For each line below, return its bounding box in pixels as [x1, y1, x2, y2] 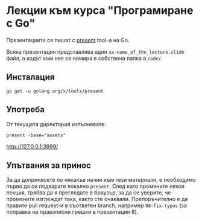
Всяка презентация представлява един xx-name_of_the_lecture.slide [6, 48, 185, 55]
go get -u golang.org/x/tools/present [6, 88, 104, 94]
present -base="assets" [6, 132, 66, 138]
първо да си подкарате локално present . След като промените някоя [6, 182, 185, 190]
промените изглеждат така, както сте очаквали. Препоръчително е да [6, 196, 188, 203]
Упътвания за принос [6, 160, 92, 170]
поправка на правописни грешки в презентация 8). [6, 208, 139, 216]
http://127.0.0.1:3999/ [6, 143, 58, 150]
